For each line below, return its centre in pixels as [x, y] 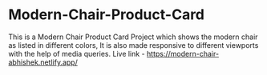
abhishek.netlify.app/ [43, 62]
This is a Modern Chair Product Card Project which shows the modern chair [133, 37]
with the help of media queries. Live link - [77, 53]
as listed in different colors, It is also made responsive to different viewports [133, 45]
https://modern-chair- [183, 53]
